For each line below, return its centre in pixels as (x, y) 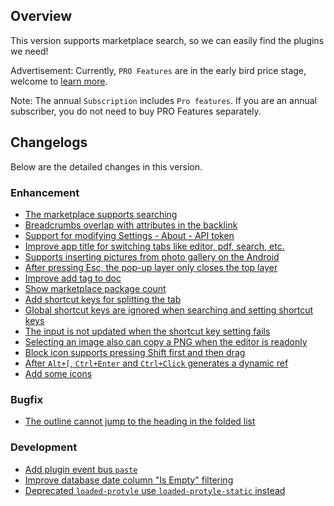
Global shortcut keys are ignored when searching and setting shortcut (169, 310)
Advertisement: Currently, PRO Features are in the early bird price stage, (158, 70)
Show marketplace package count (95, 288)
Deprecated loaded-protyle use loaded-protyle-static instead (155, 490)
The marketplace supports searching (101, 214)
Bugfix (26, 399)
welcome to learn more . (59, 81)
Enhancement (45, 192)
